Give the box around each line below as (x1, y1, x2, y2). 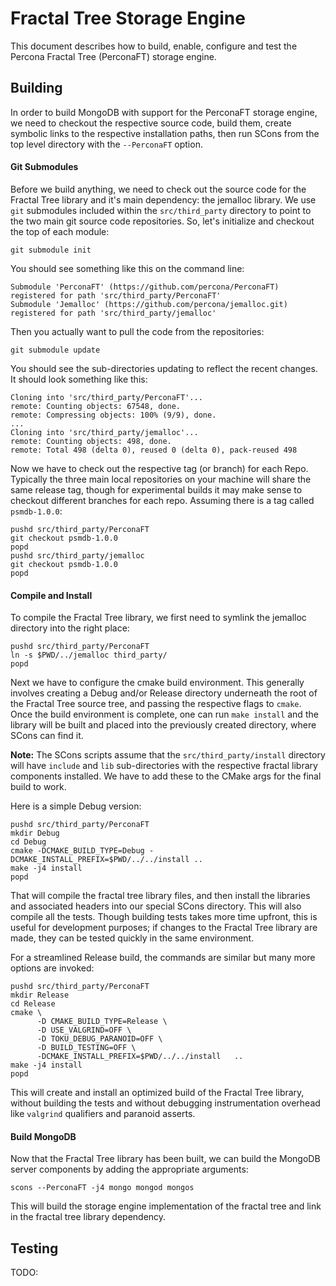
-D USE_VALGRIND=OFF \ (36, 1025, 132, 1036)
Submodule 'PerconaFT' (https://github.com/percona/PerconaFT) (10, 282, 280, 292)
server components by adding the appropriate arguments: (10, 1163, 249, 1176)
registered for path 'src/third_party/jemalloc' (10, 308, 217, 318)
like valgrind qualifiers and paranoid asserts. (10, 1108, 196, 1120)
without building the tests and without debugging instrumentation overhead (10, 1097, 321, 1109)
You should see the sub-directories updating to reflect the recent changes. (10, 362, 318, 374)
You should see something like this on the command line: (10, 262, 245, 274)
